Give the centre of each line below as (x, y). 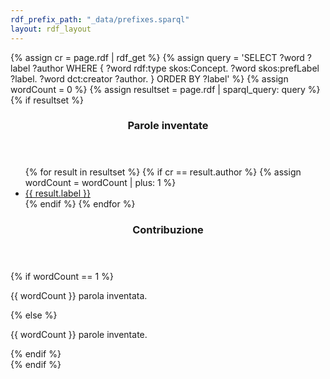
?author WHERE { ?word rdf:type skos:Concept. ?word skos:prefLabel (176, 68)
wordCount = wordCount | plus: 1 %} (100, 183)
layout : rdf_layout (51, 29)
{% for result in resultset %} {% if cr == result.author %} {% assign (163, 172)
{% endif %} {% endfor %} (80, 204)
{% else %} (34, 315)
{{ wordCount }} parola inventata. (79, 296)
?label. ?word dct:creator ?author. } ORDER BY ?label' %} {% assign (149, 78)
